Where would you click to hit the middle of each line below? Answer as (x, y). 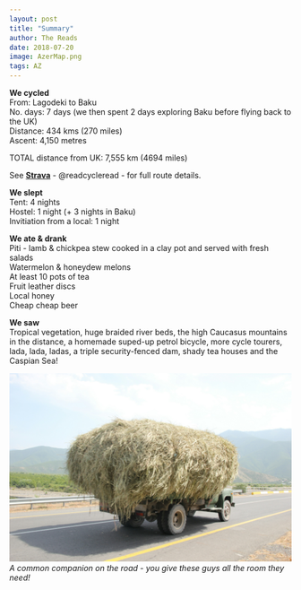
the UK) (23, 121)
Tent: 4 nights (35, 202)
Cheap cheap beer (44, 305)
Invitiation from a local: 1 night (64, 221)
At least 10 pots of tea (49, 277)
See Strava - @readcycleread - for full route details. (105, 175)
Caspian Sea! (34, 360)
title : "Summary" (42, 28)
